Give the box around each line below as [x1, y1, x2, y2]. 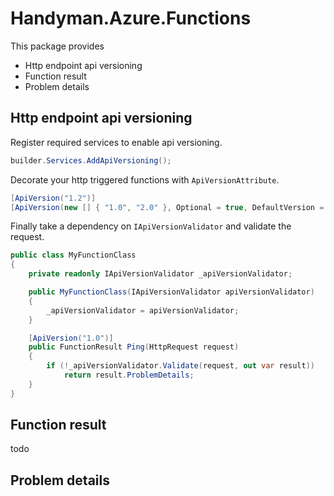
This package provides [10, 40, 105, 52]
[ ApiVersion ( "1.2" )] [10, 193, 97, 203]
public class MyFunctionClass [10, 250, 137, 261]
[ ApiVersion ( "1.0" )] [28, 333, 114, 343]
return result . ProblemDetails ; [63, 370, 195, 380]
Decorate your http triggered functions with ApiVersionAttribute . [10, 173, 280, 186]
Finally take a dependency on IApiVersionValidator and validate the [10, 220, 292, 232]
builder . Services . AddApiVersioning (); [10, 155, 172, 166]
